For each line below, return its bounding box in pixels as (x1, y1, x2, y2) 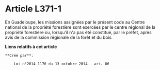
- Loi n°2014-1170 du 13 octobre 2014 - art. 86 (9, 61, 110, 66)
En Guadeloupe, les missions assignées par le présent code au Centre (5, 19, 145, 25)
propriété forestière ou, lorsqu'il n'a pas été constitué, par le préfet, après (5, 29, 152, 35)
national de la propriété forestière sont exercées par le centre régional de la (5, 24, 156, 30)
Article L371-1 (5, 3, 62, 14)
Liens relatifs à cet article (5, 44, 57, 49)
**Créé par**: (5, 53, 34, 58)
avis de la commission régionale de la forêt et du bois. (5, 35, 113, 40)
